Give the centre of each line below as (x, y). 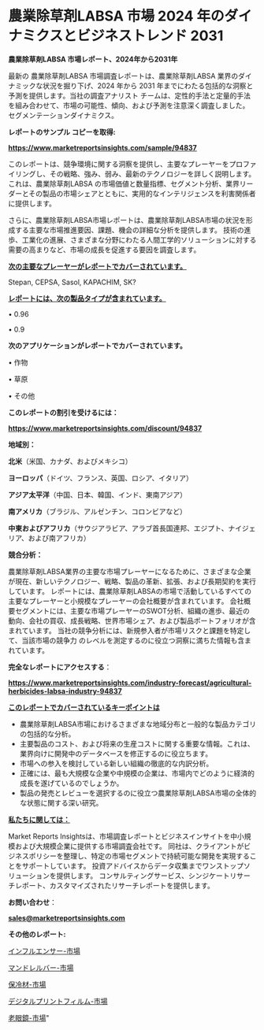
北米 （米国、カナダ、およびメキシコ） (70, 461)
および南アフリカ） (59, 538)
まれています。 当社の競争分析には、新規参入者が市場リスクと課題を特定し (130, 630)
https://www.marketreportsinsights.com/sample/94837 (102, 147)
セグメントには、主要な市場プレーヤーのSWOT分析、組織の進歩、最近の (132, 610)
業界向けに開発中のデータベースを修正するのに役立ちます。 (116, 754)
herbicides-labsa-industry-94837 (65, 691)
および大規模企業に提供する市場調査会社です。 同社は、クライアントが (129, 846)
